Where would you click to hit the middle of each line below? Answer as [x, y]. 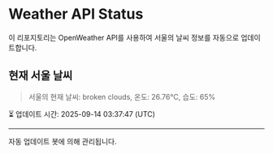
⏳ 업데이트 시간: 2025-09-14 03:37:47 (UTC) [82, 113]
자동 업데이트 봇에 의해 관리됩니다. [63, 141]
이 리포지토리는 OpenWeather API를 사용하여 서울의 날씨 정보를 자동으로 [124, 37]
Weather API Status [76, 14]
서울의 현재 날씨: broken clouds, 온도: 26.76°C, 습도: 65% [122, 96]
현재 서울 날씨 [41, 76]
